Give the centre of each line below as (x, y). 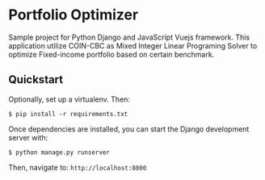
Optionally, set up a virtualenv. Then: (69, 99)
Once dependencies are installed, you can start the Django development (129, 129)
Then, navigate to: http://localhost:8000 (78, 167)
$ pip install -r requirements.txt (68, 114)
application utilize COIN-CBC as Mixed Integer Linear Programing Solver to (133, 45)
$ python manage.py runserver (59, 152)
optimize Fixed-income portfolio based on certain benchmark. (111, 54)
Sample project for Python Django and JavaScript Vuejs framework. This (129, 37)
